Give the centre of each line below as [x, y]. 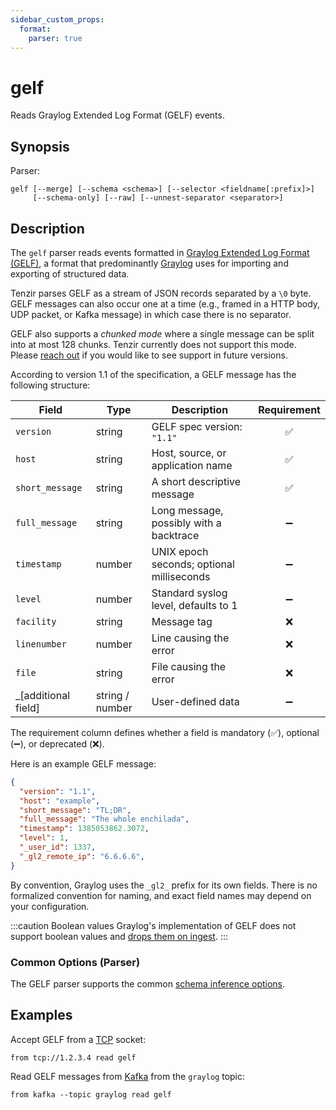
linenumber [41, 644]
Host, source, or [189, 453]
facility [36, 621]
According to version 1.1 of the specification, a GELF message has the [153, 374]
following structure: [50, 385]
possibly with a [186, 523]
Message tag [182, 621]
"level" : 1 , [44, 838]
